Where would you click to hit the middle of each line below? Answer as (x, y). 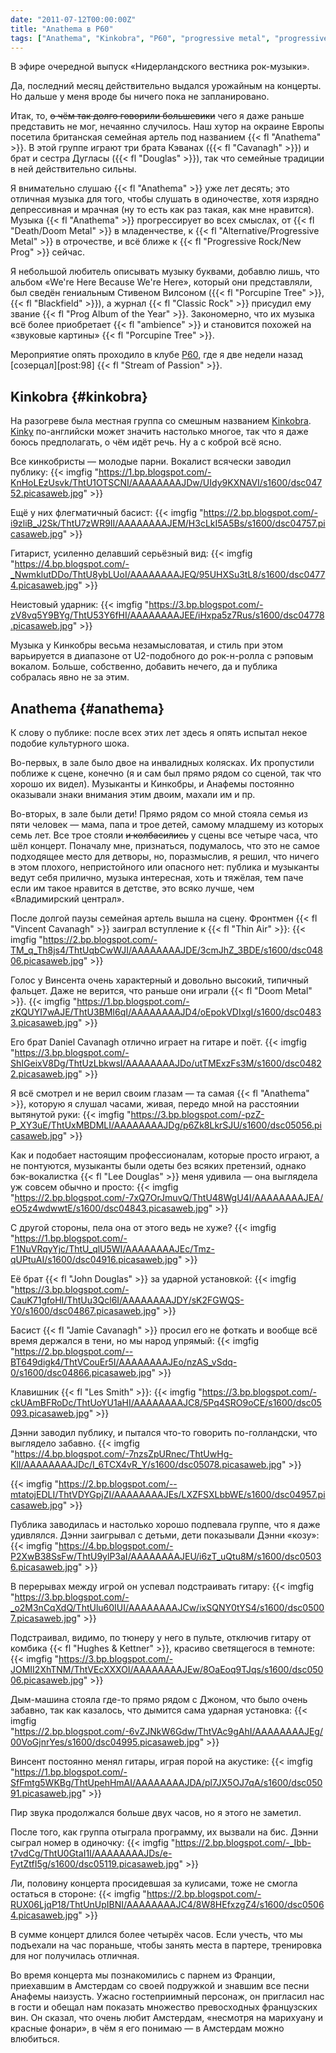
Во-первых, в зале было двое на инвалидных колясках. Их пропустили (162, 762)
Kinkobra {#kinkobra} (79, 396)
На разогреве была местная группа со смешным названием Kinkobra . (161, 421)
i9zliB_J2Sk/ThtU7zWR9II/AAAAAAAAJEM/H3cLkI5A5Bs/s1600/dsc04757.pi (168, 523)
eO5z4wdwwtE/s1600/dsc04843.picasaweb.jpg (109, 1208)
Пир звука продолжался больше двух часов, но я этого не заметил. (156, 1812)
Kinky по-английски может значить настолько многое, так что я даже (159, 432)
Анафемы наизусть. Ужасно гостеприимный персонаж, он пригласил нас (167, 1996)
